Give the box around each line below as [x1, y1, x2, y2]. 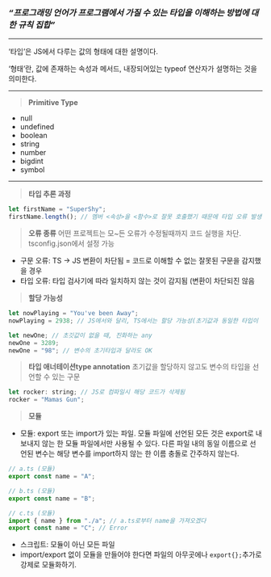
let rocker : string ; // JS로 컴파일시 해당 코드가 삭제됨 [8, 388, 186, 397]
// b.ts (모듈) [8, 486, 56, 495]
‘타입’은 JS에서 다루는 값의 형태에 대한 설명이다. [8, 47, 159, 57]
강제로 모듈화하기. [19, 560, 77, 570]
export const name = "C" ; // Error [8, 524, 128, 533]
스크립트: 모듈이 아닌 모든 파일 [19, 540, 115, 550]
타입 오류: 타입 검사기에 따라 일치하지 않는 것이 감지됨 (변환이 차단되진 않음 [19, 276, 256, 286]
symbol [19, 165, 45, 175]
